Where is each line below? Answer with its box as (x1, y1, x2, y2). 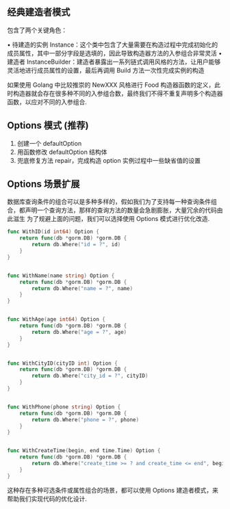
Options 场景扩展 (7, 179, 80, 190)
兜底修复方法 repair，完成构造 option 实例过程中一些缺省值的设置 (16, 156, 201, 164)
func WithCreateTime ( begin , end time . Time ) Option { (7, 447, 161, 454)
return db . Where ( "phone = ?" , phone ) (31, 416, 139, 423)
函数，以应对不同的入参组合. (7, 98, 88, 106)
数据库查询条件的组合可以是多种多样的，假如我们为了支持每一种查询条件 (7, 198, 211, 206)
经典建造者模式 (7, 6, 71, 18)
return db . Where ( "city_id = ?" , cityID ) (31, 372, 149, 380)
